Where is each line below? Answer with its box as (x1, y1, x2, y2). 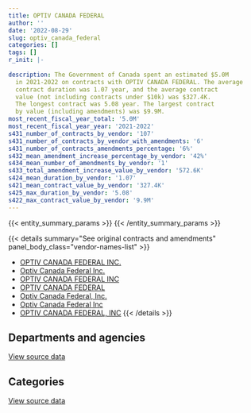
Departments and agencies (8, 330, 145, 344)
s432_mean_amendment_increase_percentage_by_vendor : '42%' (8, 152, 208, 160)
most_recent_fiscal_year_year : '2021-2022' (8, 122, 155, 130)
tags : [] (8, 48, 37, 56)
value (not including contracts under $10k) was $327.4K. (15, 93, 212, 101)
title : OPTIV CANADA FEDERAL (8, 11, 105, 20)
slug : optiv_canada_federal (8, 33, 102, 42)
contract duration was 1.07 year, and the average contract (15, 85, 218, 94)
